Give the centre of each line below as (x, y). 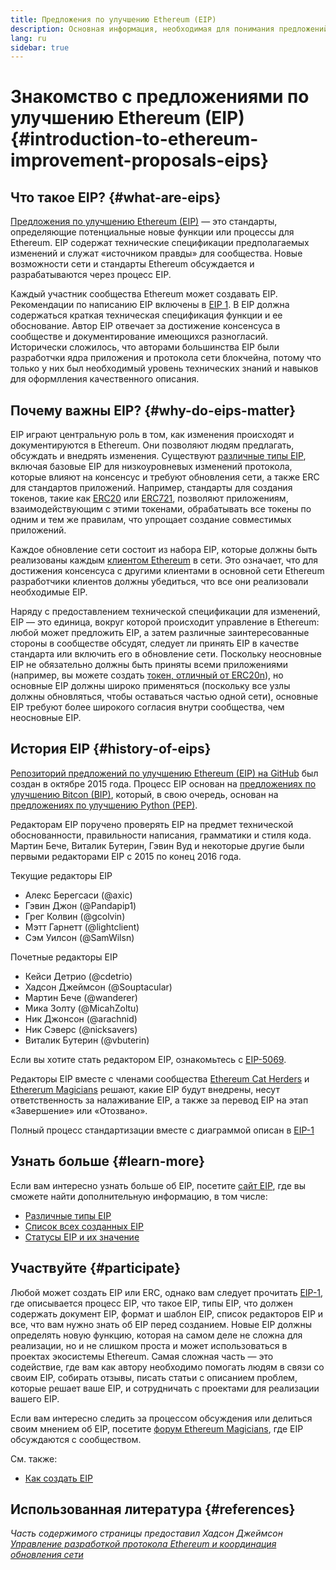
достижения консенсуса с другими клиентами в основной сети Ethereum (167, 571)
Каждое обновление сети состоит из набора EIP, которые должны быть (164, 550)
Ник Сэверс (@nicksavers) (81, 1029)
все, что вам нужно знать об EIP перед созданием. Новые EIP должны (161, 1324)
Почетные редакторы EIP (64, 957)
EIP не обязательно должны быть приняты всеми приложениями (149, 665)
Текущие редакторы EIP (61, 875)
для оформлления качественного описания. (105, 379)
